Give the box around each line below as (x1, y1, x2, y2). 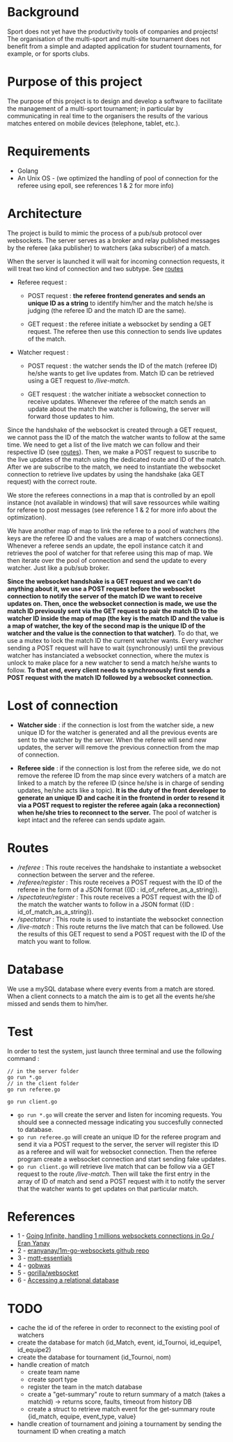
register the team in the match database (27, 1383, 143, 1391)
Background (7, 4, 79, 20)
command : (7, 1054, 40, 1062)
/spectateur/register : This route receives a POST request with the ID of (17, 892, 222, 901)
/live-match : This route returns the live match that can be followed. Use (17, 922, 224, 931)
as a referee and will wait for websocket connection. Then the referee (17, 1147, 217, 1156)
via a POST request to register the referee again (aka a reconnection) (17, 800, 220, 809)
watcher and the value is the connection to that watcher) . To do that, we (7, 628, 219, 637)
